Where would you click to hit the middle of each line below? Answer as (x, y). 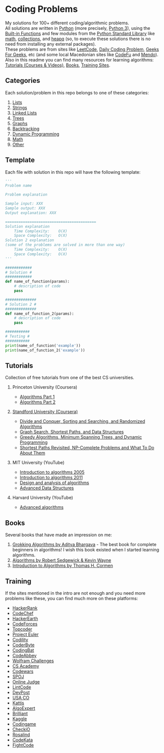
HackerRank (25, 608)
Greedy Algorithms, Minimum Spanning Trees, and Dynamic (81, 437)
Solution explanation (27, 226)
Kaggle (20, 719)
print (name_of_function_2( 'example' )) (45, 350)
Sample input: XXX (24, 204)
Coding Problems (42, 9)
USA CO (21, 698)
